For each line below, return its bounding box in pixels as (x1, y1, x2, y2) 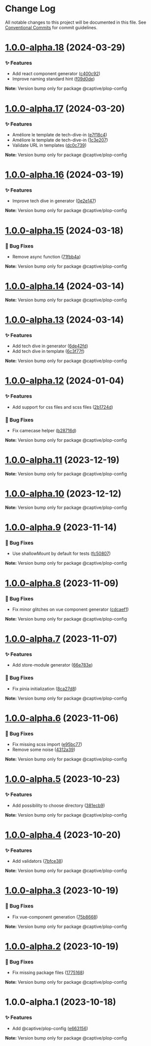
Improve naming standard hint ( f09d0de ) (12, 76, 95, 82)
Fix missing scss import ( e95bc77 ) (12, 742, 83, 748)
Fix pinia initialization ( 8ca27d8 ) (12, 685, 77, 692)
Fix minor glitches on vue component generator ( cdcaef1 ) (12, 606, 129, 612)
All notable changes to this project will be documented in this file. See (5, 19, 147, 25)
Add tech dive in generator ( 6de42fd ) (12, 343, 89, 349)
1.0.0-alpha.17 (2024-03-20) (5, 103, 125, 114)
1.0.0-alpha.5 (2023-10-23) (5, 774, 121, 785)
